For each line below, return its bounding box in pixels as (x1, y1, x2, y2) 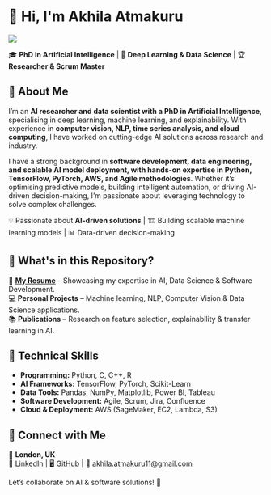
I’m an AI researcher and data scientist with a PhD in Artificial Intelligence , (8, 106, 262, 116)
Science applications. (8, 305, 80, 315)
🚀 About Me (8, 85, 69, 99)
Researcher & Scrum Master (8, 61, 105, 71)
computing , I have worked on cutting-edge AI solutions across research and (8, 132, 264, 142)
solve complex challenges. (8, 199, 97, 209)
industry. (8, 141, 38, 150)
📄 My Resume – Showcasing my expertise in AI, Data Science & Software (8, 275, 252, 286)
